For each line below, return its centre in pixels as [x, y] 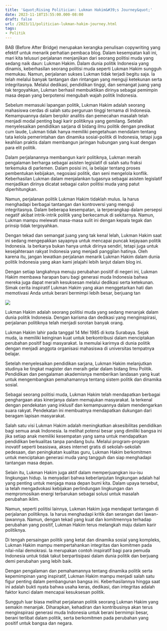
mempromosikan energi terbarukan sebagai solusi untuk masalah [72, 494]
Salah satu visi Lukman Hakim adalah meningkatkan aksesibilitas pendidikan [83, 426]
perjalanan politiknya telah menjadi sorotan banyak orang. [65, 323]
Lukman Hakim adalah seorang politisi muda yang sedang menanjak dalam [82, 312]
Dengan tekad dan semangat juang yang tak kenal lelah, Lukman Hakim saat [83, 235]
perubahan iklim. [22, 499]
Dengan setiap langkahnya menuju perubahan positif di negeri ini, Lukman [82, 272]
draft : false [19, 19]
